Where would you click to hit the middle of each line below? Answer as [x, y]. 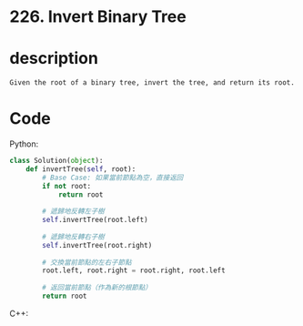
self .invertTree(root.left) [95, 220]
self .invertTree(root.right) [97, 245]
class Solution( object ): [56, 161]
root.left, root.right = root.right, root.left [134, 270]
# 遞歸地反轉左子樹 [73, 211]
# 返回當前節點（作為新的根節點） [97, 288]
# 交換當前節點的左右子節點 [87, 262]
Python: [24, 144]
